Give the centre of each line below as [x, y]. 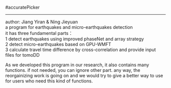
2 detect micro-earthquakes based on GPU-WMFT [58, 44]
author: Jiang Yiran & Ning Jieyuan [41, 22]
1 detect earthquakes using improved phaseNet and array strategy [75, 39]
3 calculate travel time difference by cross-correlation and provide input [81, 50]
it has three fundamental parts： [39, 33]
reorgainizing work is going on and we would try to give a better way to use [84, 76]
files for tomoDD [22, 55]
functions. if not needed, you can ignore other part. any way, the [73, 70]
